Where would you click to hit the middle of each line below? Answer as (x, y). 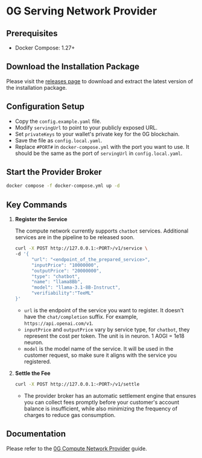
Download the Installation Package (73, 67)
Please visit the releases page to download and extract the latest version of (100, 81)
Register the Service (41, 219)
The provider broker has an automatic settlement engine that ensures (110, 395)
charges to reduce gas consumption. (70, 415)
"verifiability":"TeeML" (62, 293)
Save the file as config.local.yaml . (58, 140)
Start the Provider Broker (54, 172)
